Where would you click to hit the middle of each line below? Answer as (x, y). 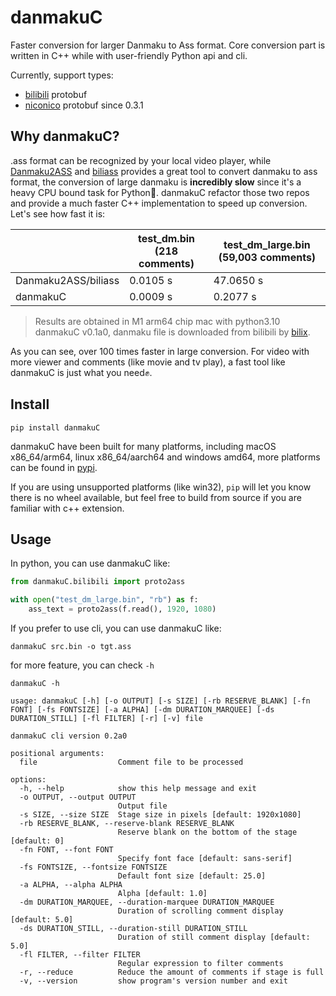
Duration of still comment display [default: (214, 937)
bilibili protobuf (56, 94)
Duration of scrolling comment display (200, 911)
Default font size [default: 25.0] (192, 876)
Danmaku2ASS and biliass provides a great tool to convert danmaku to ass (164, 171)
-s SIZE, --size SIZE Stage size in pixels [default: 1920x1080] (160, 815)
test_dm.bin (166, 238)
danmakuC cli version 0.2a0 (69, 736)
